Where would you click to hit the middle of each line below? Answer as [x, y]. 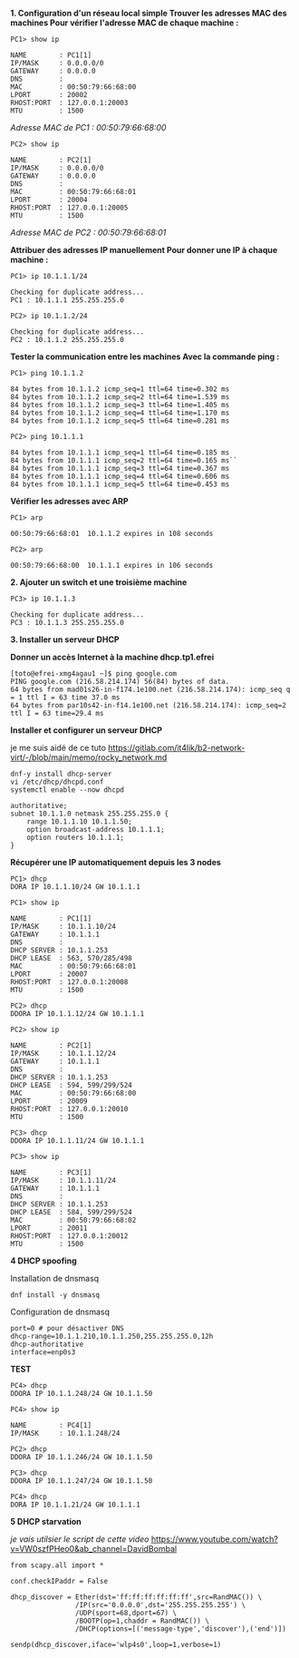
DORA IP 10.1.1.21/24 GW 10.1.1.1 [76, 1505]
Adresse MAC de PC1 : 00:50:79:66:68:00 [88, 127]
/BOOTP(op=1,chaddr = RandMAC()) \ [142, 1621]
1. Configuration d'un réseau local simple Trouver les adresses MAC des [149, 13]
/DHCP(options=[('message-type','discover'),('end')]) [180, 1629]
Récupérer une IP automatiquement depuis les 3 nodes [116, 862]
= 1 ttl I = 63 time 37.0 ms [65, 697]
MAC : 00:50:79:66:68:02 [73, 1220]
